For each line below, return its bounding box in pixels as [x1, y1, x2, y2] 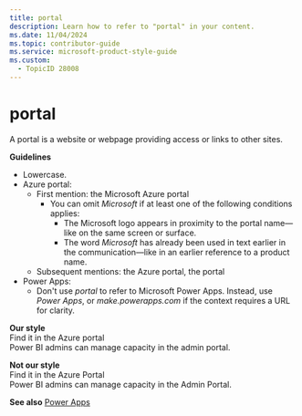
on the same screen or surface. [78, 227, 197, 238]
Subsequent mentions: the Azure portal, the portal [36, 265, 225, 276]
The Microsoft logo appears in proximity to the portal [63, 217, 263, 228]
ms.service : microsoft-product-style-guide [9, 47, 178, 57]
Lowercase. [22, 169, 67, 180]
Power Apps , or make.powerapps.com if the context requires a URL [36, 295, 290, 306]
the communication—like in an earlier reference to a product [63, 246, 290, 257]
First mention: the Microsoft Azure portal [36, 188, 190, 199]
